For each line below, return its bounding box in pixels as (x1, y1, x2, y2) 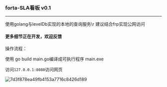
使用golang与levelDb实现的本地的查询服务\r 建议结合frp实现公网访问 (5, 21, 145, 27)
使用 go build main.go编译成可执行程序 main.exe (5, 56, 104, 62)
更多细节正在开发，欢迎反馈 (5, 33, 62, 39)
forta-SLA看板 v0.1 (5, 4, 51, 11)
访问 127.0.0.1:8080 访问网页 (5, 66, 63, 72)
